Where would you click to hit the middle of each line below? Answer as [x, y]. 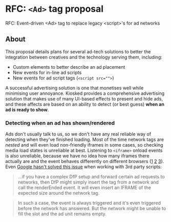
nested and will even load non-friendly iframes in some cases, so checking [84, 145]
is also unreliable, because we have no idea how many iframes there [77, 156]
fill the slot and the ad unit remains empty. [62, 214]
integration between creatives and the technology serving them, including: [84, 57]
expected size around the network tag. [59, 193]
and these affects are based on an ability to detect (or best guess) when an [85, 104]
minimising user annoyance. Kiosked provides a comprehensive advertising [85, 93]
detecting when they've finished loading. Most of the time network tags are [85, 139]
